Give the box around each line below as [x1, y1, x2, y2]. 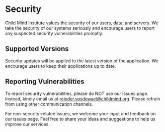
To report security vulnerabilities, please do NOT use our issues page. [5, 90, 149, 96]
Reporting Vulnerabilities [5, 78, 84, 86]
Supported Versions [5, 44, 69, 53]
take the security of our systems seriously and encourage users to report [5, 25, 155, 31]
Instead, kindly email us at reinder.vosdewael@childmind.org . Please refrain [5, 95, 161, 102]
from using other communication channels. [5, 101, 93, 107]
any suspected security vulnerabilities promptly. [5, 30, 103, 36]
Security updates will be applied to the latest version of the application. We [5, 58, 159, 64]
